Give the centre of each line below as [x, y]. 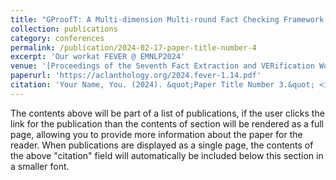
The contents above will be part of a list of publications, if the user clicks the [167, 113]
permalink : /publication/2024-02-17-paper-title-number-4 [133, 47]
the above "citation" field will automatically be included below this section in [167, 155]
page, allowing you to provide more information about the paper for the [156, 134]
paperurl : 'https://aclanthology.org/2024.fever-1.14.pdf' [136, 76]
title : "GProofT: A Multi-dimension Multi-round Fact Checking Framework [167, 19]
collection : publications [64, 29]
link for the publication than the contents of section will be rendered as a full [167, 123]
